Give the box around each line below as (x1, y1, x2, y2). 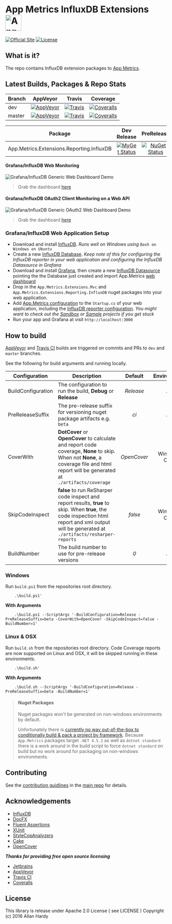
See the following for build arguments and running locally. (5, 360, 127, 367)
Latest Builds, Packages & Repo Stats (5, 80, 126, 89)
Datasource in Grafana (12, 262, 61, 268)
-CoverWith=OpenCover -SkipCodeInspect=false (55, 617, 155, 622)
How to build (5, 331, 47, 340)
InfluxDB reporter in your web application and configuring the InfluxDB (12, 257, 162, 263)
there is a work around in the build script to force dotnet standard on (17, 743, 163, 749)
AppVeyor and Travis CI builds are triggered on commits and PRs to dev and (5, 345, 165, 351)
